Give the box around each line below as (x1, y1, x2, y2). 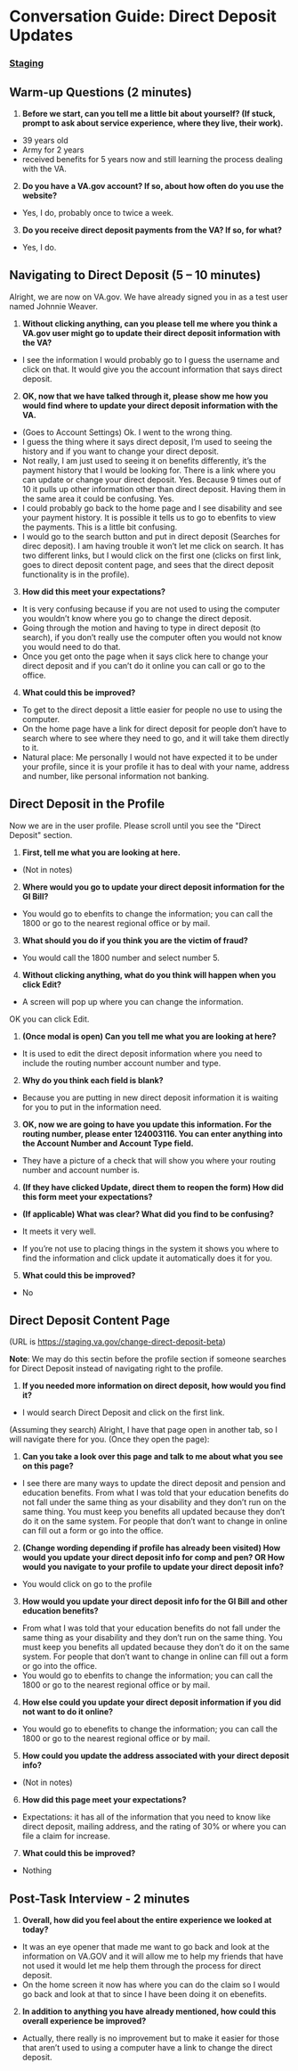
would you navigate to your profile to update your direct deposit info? (21, 1562, 285, 1573)
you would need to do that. (21, 641, 121, 652)
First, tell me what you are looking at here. (21, 847, 181, 858)
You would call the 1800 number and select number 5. (21, 952, 220, 963)
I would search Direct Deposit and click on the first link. (21, 1407, 225, 1418)
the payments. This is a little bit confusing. (21, 522, 178, 532)
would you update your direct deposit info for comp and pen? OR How (21, 1552, 286, 1563)
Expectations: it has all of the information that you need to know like (21, 1812, 271, 1822)
